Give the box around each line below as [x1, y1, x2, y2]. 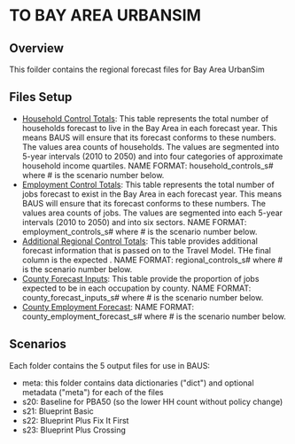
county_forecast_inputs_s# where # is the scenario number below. [21, 292, 264, 302]
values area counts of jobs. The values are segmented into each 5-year [21, 207, 283, 218]
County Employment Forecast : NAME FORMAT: [21, 301, 195, 312]
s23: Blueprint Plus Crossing [21, 425, 127, 435]
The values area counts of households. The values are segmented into [21, 141, 280, 152]
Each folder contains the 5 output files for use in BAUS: [9, 360, 211, 370]
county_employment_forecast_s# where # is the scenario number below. [21, 311, 286, 322]
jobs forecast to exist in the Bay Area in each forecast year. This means [21, 188, 282, 199]
